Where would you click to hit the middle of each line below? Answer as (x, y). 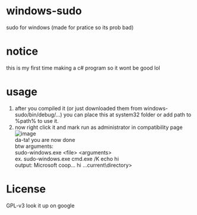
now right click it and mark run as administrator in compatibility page (99, 127)
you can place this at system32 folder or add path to (127, 115)
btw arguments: (34, 146)
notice (22, 51)
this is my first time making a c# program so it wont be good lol (83, 68)
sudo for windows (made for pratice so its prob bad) (70, 27)
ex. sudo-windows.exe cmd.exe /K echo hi (67, 159)
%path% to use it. (37, 121)
